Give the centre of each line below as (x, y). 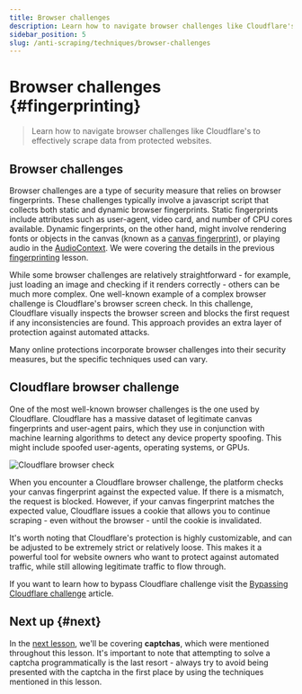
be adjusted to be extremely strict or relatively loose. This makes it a (136, 547)
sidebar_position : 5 (48, 34)
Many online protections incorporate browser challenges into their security (147, 350)
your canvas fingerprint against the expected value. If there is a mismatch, (147, 492)
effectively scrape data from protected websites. (121, 141)
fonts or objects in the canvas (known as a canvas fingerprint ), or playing (145, 238)
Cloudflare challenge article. (62, 593)
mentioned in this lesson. (56, 681)
